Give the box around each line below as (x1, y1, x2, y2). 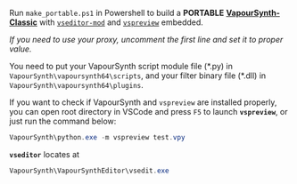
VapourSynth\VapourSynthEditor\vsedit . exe (9, 166, 169, 175)
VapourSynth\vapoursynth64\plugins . (9, 80, 144, 90)
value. (9, 44, 32, 54)
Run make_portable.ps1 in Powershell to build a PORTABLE (9, 8, 225, 18)
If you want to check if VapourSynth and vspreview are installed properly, (9, 97, 277, 108)
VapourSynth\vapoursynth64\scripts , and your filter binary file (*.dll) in (9, 70, 267, 81)
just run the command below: (9, 116, 117, 126)
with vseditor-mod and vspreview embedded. (38, 17, 203, 28)
